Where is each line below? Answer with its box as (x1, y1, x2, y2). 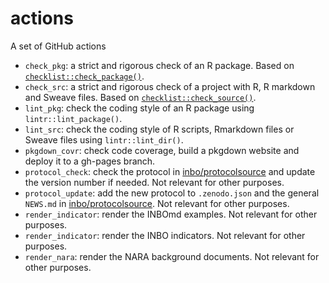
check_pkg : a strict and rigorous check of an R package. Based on (24, 59, 295, 71)
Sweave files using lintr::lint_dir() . (24, 133, 184, 146)
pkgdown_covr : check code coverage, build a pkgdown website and (24, 144, 300, 156)
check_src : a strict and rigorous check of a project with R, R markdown (24, 80, 316, 92)
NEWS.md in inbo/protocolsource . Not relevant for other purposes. (24, 197, 290, 209)
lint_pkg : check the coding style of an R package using (24, 102, 255, 114)
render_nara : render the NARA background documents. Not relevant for (24, 250, 320, 262)
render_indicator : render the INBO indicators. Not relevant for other (24, 229, 306, 241)
